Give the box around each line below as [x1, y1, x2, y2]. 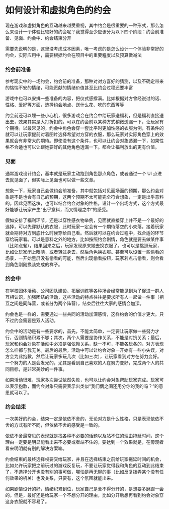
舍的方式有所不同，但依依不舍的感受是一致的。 [5, 422, 102, 428]
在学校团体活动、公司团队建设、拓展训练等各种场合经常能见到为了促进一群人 [5, 288, 164, 294]
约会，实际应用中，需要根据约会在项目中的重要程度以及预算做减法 [5, 52, 142, 58]
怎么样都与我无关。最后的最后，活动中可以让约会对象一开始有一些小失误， [5, 347, 159, 353]
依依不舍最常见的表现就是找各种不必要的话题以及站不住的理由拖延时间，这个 [5, 433, 164, 439]
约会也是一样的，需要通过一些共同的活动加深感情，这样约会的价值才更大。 [5, 311, 159, 317]
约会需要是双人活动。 [14, 317, 58, 323]
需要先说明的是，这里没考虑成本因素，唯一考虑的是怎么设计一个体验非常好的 [5, 45, 164, 52]
